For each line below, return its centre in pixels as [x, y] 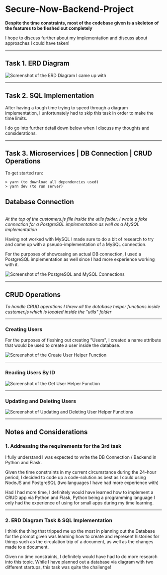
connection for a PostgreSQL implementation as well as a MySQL [72, 224]
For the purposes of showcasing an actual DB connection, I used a [73, 254]
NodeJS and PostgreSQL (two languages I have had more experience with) [82, 483]
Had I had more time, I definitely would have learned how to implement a [79, 492]
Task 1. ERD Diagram [37, 63]
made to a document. [27, 547]
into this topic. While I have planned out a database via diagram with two [79, 562]
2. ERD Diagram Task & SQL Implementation [59, 520]
